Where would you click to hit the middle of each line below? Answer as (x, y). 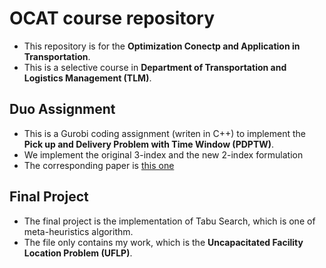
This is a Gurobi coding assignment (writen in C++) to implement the (165, 133)
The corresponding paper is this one (99, 165)
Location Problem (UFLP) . (78, 253)
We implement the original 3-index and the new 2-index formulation (163, 154)
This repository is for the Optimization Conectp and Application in (162, 46)
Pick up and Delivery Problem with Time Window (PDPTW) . (149, 144)
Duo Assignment (62, 109)
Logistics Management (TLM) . (87, 78)
